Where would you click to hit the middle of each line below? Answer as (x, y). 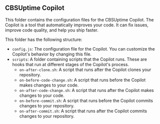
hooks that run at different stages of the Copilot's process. (71, 64)
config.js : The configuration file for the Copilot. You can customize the (83, 49)
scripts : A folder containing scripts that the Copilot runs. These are (79, 59)
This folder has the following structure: (44, 39)
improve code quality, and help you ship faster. (52, 30)
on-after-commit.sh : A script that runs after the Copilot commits (83, 111)
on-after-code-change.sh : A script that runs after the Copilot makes (87, 90)
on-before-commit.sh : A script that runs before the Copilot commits (86, 100)
